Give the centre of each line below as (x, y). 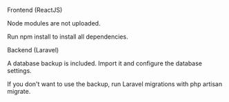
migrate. (19, 91)
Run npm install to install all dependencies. (68, 37)
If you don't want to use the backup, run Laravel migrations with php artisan (115, 84)
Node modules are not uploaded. (54, 23)
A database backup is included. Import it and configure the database (104, 63)
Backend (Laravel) (33, 50)
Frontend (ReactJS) (35, 10)
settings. (20, 71)
